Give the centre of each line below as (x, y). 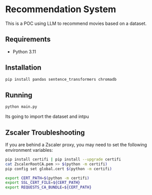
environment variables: (29, 150)
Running (19, 95)
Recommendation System (61, 9)
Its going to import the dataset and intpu (47, 117)
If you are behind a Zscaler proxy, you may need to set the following (76, 144)
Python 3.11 (24, 51)
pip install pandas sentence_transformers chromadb (61, 79)
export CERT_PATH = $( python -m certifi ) (47, 178)
